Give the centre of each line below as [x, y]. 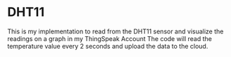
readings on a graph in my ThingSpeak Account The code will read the [110, 38]
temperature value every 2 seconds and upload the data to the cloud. [108, 46]
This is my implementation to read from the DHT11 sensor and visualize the [115, 31]
